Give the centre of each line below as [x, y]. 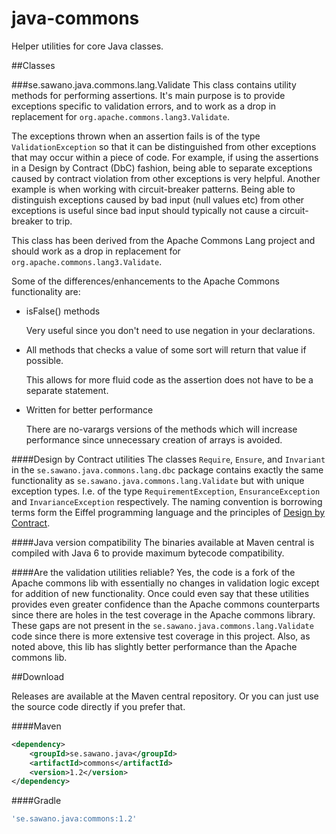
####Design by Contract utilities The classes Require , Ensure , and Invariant [168, 459]
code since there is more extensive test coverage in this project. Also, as [161, 636]
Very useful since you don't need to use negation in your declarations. [170, 330]
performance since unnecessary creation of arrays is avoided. [154, 439]
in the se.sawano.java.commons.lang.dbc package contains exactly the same [167, 469]
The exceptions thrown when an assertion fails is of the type [136, 136]
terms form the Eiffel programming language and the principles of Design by [168, 512]
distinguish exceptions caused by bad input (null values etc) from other [158, 199]
